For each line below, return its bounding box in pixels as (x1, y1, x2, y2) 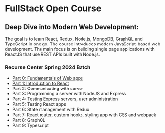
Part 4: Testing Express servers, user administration (12, 96, 118, 102)
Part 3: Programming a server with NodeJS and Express (12, 91, 126, 97)
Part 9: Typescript (12, 122, 49, 129)
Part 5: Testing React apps (12, 101, 67, 107)
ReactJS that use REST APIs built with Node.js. (5, 51, 100, 57)
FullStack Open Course (5, 3, 102, 14)
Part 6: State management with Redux (12, 107, 90, 113)
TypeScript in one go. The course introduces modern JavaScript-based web (5, 41, 161, 47)
